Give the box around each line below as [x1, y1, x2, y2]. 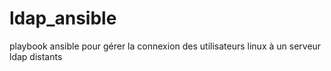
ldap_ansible [9, 7, 117, 30]
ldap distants [9, 50, 63, 62]
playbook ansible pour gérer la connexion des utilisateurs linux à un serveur [9, 40, 322, 52]
